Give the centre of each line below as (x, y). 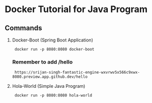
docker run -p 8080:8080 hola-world (53, 95)
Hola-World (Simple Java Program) (49, 86)
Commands (24, 28)
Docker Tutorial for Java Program (76, 9)
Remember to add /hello (42, 62)
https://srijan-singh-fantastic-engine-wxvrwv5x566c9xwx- (77, 72)
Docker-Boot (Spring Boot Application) (53, 40)
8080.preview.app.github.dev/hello (50, 77)
